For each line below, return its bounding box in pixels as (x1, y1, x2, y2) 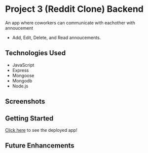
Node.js (12, 83, 29, 89)
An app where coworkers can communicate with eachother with (5, 20, 136, 26)
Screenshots (5, 97, 45, 106)
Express (12, 67, 29, 73)
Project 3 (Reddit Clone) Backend (5, 3, 144, 15)
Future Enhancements (5, 142, 75, 150)
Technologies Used (5, 49, 66, 57)
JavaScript (12, 62, 35, 68)
